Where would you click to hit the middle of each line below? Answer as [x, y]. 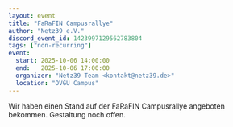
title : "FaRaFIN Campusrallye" [61, 23]
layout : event [32, 16]
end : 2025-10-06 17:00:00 [63, 68]
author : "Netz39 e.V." [46, 31]
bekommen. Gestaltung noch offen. [67, 114]
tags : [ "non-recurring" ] [50, 46]
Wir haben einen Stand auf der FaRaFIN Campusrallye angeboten [117, 106]
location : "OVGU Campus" [57, 83]
